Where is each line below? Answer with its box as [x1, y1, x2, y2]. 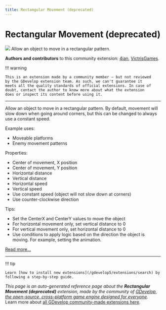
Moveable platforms [12, 135, 53, 141]
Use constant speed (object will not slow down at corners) [12, 191, 131, 197]
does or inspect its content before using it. [5, 92, 103, 97]
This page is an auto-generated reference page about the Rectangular [5, 283, 151, 289]
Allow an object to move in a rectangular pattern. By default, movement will [5, 105, 158, 111]
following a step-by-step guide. [5, 274, 74, 279]
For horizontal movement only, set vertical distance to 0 [12, 221, 126, 227]
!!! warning [5, 65, 27, 71]
